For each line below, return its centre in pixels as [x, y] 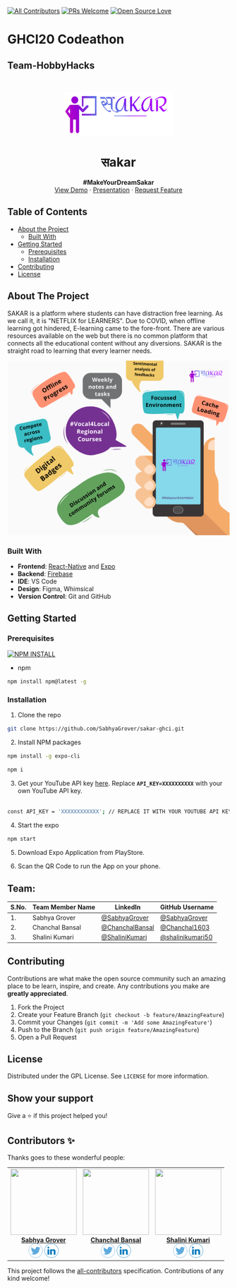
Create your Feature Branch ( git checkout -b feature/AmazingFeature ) [121, 1014]
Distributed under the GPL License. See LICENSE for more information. [108, 1076]
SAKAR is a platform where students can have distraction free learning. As [115, 313]
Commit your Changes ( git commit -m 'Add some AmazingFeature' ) [115, 1022]
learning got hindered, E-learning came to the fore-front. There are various [116, 328]
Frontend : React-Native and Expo [66, 566]
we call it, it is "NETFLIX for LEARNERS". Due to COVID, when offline [107, 320]
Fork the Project [41, 1007]
